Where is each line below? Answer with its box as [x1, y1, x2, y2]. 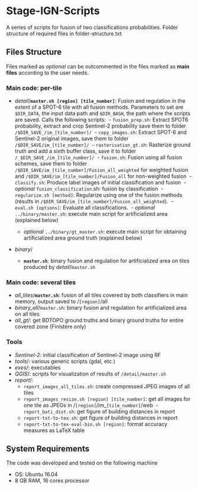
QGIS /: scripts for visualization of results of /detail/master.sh [14, 370, 167, 377]
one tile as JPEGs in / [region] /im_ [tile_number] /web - [23, 401, 158, 408]
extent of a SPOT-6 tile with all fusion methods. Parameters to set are [14, 103, 184, 111]
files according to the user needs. [6, 69, 89, 76]
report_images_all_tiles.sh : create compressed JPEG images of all [23, 382, 190, 390]
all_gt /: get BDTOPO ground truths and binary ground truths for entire [14, 317, 184, 324]
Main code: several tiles [6, 278, 76, 286]
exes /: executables [14, 364, 61, 371]
